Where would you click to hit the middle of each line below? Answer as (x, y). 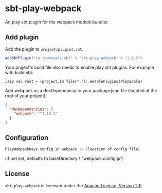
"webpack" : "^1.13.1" (36, 114)
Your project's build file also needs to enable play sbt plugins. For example (80, 67)
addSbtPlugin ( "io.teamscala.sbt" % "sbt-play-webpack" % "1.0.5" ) (74, 58)
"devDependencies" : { (31, 109)
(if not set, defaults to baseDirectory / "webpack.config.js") (64, 158)
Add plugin (22, 37)
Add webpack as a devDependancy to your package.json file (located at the (81, 90)
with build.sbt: (19, 72)
